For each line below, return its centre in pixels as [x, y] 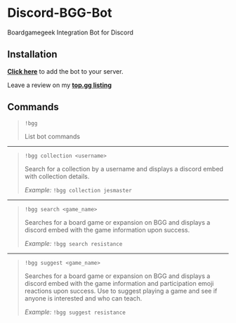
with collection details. [57, 176]
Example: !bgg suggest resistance [75, 312]
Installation [32, 54]
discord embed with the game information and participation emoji [119, 283]
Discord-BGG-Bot [60, 13]
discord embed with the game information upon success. [107, 230]
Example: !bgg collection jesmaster [78, 190]
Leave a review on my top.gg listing [60, 85]
